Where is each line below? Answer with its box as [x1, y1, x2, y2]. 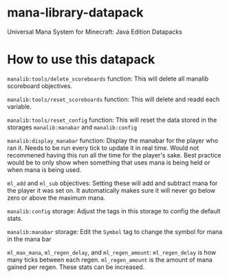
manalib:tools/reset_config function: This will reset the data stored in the [7, 116, 217, 124]
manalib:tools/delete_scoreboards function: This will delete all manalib [7, 74, 208, 83]
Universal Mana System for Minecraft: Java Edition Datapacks [7, 28, 182, 36]
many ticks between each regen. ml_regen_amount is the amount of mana [7, 255, 213, 264]
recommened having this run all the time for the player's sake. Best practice [7, 151, 221, 159]
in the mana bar [7, 235, 52, 243]
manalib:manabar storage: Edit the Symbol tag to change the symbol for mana [7, 227, 223, 235]
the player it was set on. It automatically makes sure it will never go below [7, 186, 216, 194]
